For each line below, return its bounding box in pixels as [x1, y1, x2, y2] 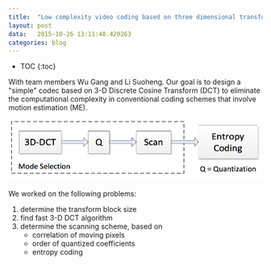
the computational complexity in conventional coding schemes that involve [8, 94, 256, 104]
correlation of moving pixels [31, 230, 125, 239]
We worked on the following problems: [8, 188, 137, 198]
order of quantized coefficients [31, 238, 135, 248]
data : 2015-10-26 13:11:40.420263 [8, 30, 131, 38]
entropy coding [31, 246, 83, 257]
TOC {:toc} [19, 61, 56, 72]
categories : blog [8, 39, 67, 47]
